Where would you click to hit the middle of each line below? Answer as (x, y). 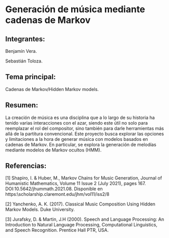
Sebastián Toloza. (24, 61)
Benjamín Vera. (21, 51)
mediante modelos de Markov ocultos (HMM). (53, 150)
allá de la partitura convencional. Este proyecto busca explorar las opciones (85, 134)
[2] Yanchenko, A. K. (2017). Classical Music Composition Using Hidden (80, 204)
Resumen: (22, 105)
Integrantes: (25, 39)
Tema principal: (31, 77)
